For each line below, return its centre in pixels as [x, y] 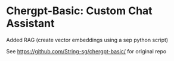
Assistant [30, 23]
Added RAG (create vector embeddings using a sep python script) [87, 40]
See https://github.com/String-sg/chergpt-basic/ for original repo [86, 51]
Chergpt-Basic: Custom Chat [80, 11]
